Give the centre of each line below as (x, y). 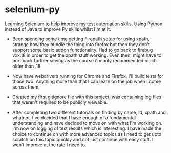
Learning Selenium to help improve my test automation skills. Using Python (84, 24)
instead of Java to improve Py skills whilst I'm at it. (58, 29)
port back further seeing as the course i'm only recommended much (84, 60)
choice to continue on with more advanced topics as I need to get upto (87, 134)
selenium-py (32, 9)
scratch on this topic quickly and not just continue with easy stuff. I (83, 139)
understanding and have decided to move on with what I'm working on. (87, 123)
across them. (26, 87)
